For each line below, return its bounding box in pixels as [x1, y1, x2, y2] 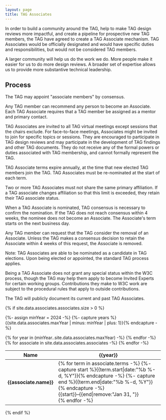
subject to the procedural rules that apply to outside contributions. [5, 286, 140, 292]
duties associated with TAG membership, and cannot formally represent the [5, 150, 159, 156]
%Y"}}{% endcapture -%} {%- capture [64, 373, 156, 379]
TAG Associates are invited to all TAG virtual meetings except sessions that [5, 124, 158, 129]
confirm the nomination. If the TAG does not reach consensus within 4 [5, 210, 148, 216]
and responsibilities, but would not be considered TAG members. [5, 46, 137, 52]
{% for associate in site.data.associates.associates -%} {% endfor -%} [5, 340, 149, 346]
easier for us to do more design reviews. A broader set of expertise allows [5, 61, 156, 67]
